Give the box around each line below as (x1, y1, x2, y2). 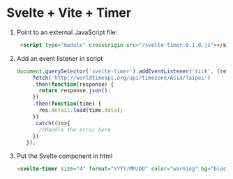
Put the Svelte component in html (16, 152, 113, 160)
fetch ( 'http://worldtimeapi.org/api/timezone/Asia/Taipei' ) (32, 74, 211, 81)
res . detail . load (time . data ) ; (38, 107, 123, 114)
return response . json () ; (38, 87, 111, 94)
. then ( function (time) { (32, 100, 102, 108)
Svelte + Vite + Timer (6, 5, 132, 21)
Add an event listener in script (16, 54, 103, 62)
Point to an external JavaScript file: (16, 28, 118, 36)
